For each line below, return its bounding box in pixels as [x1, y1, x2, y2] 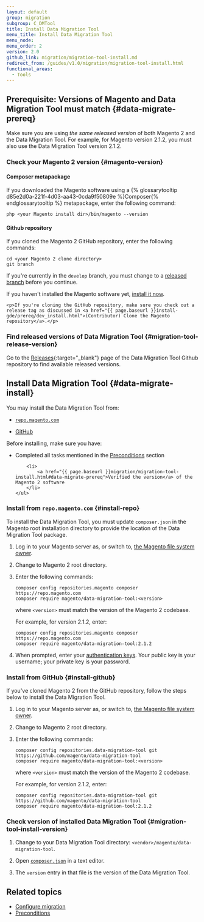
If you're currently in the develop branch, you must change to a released [6, 272, 187, 279]
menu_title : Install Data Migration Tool [6, 32, 113, 38]
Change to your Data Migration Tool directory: [15, 839, 131, 846]
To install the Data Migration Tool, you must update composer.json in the [6, 518, 187, 525]
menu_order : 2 [6, 43, 43, 50]
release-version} [6, 340, 58, 349]
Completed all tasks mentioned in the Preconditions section [15, 451, 164, 459]
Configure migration [15, 903, 66, 910]
